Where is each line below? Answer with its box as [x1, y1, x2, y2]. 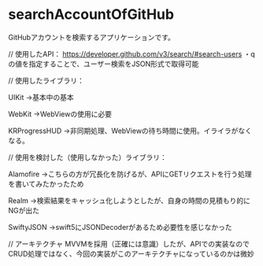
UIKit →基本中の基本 [8, 92, 75, 102]
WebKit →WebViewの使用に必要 [8, 109, 113, 119]
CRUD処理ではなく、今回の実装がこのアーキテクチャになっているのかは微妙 [8, 249, 254, 258]
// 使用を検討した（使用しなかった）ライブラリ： [8, 152, 168, 162]
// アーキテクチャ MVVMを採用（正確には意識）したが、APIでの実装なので [8, 238, 250, 249]
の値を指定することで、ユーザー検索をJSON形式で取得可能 [8, 59, 199, 68]
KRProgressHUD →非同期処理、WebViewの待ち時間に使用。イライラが [8, 126, 239, 135]
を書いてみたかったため [8, 179, 84, 188]
